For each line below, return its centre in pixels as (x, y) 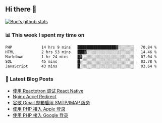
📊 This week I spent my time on (45, 35)
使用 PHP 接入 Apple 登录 (39, 109)
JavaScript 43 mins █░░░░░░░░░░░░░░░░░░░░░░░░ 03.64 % (81, 66)
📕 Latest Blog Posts (30, 79)
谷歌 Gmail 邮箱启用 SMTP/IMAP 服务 (51, 102)
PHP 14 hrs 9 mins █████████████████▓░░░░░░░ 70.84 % (81, 48)
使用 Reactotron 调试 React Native (48, 91)
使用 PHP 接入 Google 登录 (40, 115)
